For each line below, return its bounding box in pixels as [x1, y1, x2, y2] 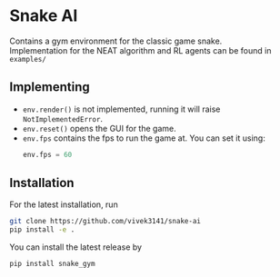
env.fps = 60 [22, 150, 73, 159]
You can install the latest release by [9, 242, 143, 252]
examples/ [9, 54, 47, 64]
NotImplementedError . [22, 113, 103, 124]
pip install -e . [9, 225, 75, 234]
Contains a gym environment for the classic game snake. [9, 35, 223, 46]
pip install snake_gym [9, 260, 95, 269]
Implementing [9, 79, 90, 95]
